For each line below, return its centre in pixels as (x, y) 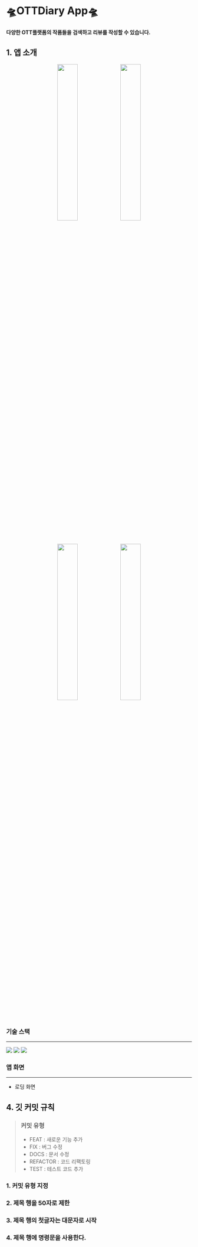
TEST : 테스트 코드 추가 (56, 1169)
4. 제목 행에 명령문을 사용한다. (46, 1238)
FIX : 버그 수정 (46, 1147)
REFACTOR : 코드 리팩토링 (60, 1161)
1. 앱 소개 (22, 53)
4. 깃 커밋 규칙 (30, 1107)
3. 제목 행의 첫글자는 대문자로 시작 (52, 1220)
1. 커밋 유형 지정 (27, 1186)
